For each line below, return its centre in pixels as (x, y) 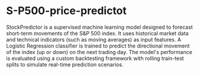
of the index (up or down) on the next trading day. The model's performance (99, 52)
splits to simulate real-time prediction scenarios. (65, 64)
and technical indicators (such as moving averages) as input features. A (94, 39)
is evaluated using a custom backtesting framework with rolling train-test (95, 58)
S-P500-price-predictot (67, 11)
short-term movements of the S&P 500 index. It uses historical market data (97, 33)
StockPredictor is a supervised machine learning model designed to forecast (99, 27)
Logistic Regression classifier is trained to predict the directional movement (98, 46)
